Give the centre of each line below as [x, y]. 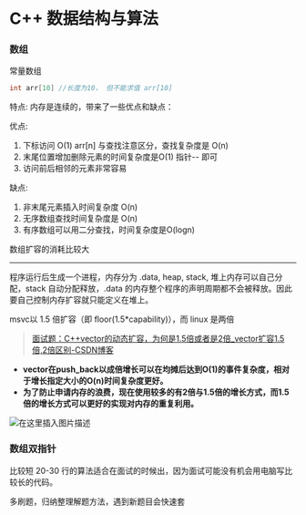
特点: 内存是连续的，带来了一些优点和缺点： [92, 107]
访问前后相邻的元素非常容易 [75, 169]
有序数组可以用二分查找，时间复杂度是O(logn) [109, 230]
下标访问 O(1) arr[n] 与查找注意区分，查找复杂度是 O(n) [126, 146]
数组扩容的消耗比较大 [49, 249]
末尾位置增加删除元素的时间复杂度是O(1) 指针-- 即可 [120, 157]
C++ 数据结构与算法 [84, 19]
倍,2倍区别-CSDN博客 [72, 350]
